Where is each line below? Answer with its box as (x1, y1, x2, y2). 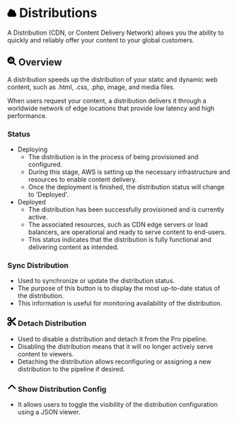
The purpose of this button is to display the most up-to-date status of (17, 284, 221, 293)
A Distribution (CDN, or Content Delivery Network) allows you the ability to (7, 28, 224, 37)
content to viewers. (17, 349, 74, 358)
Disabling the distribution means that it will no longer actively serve (17, 342, 214, 351)
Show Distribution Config (17, 384, 107, 394)
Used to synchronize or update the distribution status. (17, 277, 175, 285)
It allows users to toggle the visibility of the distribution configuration (17, 400, 218, 408)
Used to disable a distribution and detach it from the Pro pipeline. (17, 335, 208, 343)
